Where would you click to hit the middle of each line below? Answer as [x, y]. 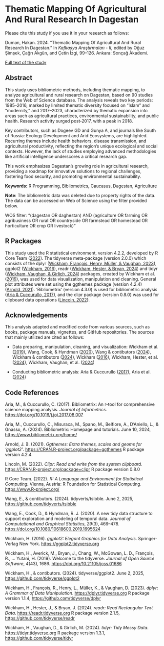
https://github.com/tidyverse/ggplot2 [42, 578]
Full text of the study [26, 62]
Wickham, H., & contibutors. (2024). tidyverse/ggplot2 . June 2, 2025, [75, 573]
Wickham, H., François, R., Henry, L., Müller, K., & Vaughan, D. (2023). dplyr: [82, 588]
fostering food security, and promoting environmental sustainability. [73, 176]
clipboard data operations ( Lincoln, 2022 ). [48, 299]
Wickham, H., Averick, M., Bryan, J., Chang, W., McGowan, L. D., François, [80, 553]
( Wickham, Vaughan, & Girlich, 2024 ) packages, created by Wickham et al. [80, 273]
